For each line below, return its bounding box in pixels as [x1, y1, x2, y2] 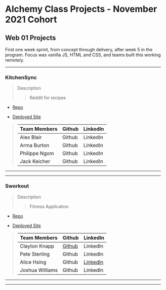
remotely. [5, 57, 25, 63]
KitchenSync [5, 74, 37, 81]
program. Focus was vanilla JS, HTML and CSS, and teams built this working [5, 52, 161, 58]
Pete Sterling [19, 251, 50, 257]
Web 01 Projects [5, 34, 56, 42]
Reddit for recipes [29, 95, 66, 101]
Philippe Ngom [19, 150, 54, 157]
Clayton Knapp [19, 243, 54, 250]
